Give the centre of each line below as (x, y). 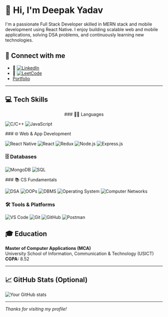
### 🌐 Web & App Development (38, 133)
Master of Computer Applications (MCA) (48, 248)
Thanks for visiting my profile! (36, 309)
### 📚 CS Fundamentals (31, 179)
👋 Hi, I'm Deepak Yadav (54, 10)
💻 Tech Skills (27, 100)
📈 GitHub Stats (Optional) (46, 280)
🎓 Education (26, 234)
